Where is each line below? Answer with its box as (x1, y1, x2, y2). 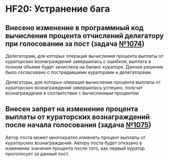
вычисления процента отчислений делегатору (5, 31, 164, 40)
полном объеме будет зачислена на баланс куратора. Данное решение (5, 64, 163, 70)
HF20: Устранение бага (5, 3, 110, 15)
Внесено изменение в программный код (5, 24, 144, 32)
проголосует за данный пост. (5, 150, 69, 156)
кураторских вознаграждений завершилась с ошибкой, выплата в (5, 58, 152, 64)
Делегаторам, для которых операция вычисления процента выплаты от (5, 53, 163, 59)
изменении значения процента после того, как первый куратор (5, 145, 145, 151)
